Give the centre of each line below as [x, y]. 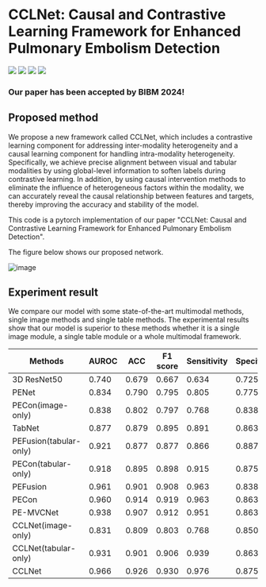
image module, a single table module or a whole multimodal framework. [125, 337]
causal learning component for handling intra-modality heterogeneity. [122, 153]
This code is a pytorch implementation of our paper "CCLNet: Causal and [127, 219]
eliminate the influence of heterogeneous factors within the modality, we [126, 187]
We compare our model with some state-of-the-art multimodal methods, [126, 311]
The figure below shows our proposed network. [86, 252]
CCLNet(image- [42, 526]
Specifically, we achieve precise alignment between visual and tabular [123, 162]
